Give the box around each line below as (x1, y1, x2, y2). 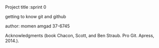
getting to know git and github (5, 14, 67, 19)
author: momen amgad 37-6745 (5, 23, 70, 29)
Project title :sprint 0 (5, 4, 46, 10)
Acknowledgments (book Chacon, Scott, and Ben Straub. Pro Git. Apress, (5, 33, 155, 38)
